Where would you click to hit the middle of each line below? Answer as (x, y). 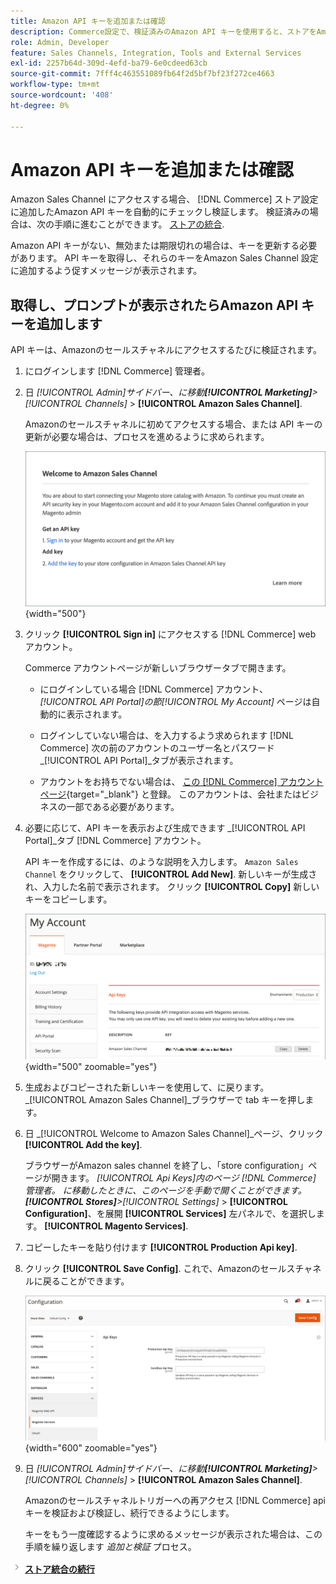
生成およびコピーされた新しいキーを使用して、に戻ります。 (147, 1087)
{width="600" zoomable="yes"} (91, 1448)
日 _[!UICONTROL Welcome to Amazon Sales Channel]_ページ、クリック (174, 1134)
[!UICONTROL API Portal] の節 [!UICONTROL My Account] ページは (175, 701)
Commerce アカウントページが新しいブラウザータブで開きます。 (158, 667)
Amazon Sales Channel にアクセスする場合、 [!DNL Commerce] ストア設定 (164, 199)
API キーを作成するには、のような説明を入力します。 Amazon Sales (161, 861)
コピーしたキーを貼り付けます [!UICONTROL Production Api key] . (161, 1247)
